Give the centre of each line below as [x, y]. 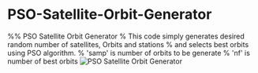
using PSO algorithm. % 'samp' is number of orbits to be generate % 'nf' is [129, 53]
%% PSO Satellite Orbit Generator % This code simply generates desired [126, 36]
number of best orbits [43, 61]
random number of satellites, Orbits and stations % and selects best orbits [128, 44]
